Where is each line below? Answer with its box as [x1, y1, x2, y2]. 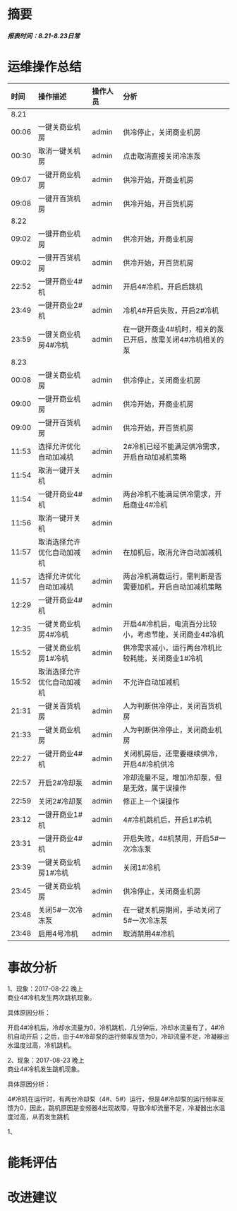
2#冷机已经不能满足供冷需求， [123, 441, 224, 451]
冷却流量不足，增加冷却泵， [123, 772, 215, 782]
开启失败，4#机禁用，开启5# [123, 833, 219, 843]
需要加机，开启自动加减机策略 [123, 582, 222, 592]
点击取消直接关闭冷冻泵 [123, 151, 201, 161]
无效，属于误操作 [130, 783, 187, 793]
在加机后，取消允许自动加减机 [123, 547, 222, 557]
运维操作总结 [7, 59, 83, 75]
